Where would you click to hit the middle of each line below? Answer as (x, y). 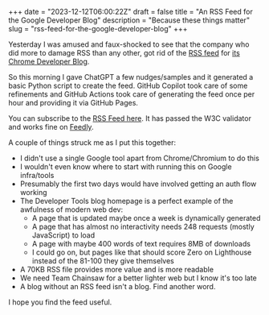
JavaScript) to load (63, 235)
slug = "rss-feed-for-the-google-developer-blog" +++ (98, 29)
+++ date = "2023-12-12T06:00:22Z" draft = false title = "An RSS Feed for (130, 12)
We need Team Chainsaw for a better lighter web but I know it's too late (138, 278)
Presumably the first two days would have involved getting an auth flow (138, 184)
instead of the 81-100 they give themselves (103, 261)
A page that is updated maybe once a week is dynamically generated (146, 218)
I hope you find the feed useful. (60, 302)
